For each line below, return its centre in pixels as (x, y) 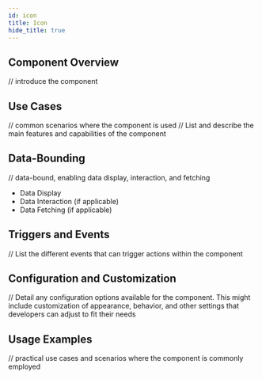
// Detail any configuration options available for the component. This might (129, 298)
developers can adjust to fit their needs (72, 314)
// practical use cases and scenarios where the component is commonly (126, 358)
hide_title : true (37, 30)
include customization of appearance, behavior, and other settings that (124, 306)
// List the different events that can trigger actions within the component (125, 253)
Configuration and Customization (92, 279)
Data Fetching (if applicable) (66, 210)
